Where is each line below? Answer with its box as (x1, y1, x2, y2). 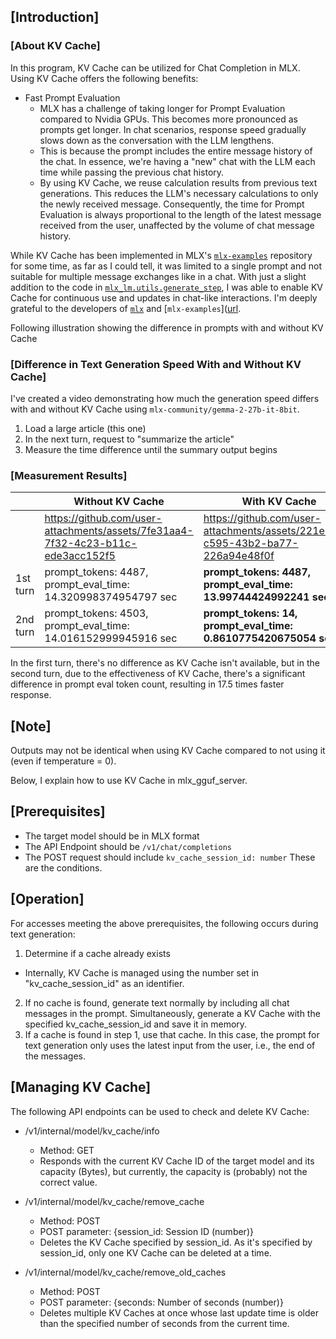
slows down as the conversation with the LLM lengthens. (39, 134, 275, 146)
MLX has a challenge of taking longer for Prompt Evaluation (39, 102, 286, 114)
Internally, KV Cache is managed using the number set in (24, 966, 260, 979)
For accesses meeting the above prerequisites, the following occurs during (10, 917, 319, 929)
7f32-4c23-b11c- (44, 536, 138, 550)
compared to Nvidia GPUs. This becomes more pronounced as (39, 113, 298, 125)
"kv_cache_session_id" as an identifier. (24, 977, 185, 989)
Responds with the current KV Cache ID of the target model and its (39, 1155, 315, 1167)
